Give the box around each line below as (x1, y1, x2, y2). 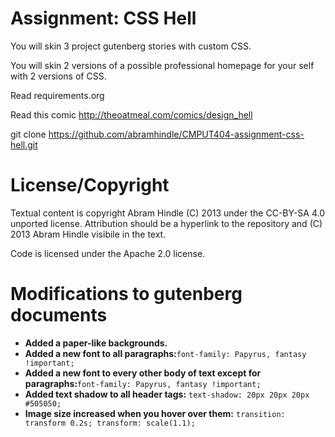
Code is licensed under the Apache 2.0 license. (10, 247, 206, 259)
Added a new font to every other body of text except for (24, 367, 262, 379)
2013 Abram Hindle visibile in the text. (10, 228, 167, 240)
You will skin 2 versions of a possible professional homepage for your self (10, 59, 315, 71)
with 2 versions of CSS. (10, 70, 107, 82)
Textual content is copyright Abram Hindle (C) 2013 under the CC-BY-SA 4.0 (10, 207, 325, 219)
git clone (10, 128, 47, 140)
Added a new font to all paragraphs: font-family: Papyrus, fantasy (24, 347, 307, 359)
